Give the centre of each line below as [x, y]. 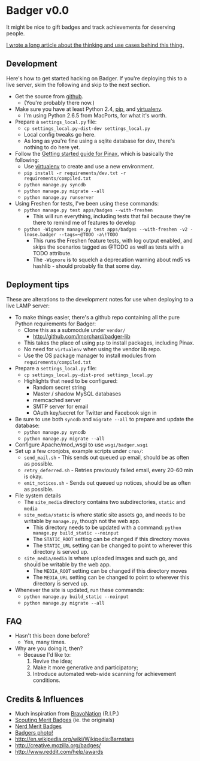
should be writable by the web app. [67, 564]
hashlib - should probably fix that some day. [87, 266]
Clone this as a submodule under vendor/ [75, 330]
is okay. [33, 476]
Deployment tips [38, 285]
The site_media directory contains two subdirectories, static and [104, 502]
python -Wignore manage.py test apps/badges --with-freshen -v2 [106, 229]
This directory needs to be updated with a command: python [107, 527]
